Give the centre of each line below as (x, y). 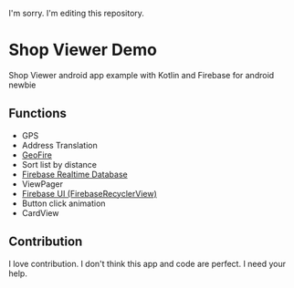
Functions (38, 113)
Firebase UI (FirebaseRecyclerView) (89, 193)
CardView (40, 212)
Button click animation (63, 203)
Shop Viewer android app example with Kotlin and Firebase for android (142, 75)
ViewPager (42, 184)
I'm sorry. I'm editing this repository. (77, 13)
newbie (22, 85)
